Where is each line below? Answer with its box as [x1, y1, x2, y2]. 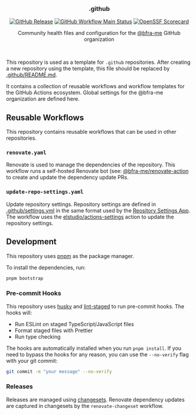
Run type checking [14, 333, 61, 340]
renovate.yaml [6, 149, 47, 156]
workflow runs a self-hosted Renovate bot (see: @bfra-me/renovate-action [6, 168, 189, 175]
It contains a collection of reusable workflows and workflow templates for [6, 83, 185, 90]
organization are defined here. [6, 95, 80, 102]
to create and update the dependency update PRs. [6, 174, 129, 181]
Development [6, 237, 57, 247]
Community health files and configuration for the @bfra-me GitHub [17, 30, 181, 37]
